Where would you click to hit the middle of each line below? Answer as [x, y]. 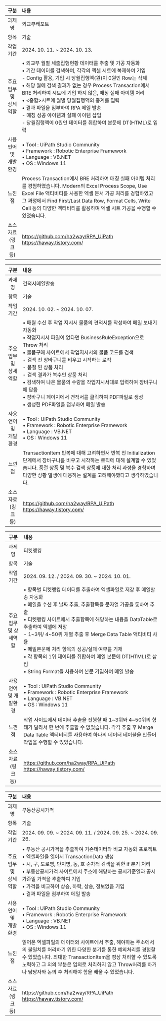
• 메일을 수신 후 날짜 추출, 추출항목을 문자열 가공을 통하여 [86, 605]
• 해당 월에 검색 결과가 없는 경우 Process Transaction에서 [86, 85]
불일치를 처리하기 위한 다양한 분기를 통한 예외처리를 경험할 [92, 950]
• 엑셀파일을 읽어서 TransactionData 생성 [68, 857]
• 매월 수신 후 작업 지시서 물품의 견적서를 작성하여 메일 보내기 [90, 323]
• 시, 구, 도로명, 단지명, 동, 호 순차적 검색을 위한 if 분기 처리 [86, 864]
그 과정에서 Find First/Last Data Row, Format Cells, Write [86, 201]
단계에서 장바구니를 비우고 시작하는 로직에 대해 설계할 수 [84, 460]
